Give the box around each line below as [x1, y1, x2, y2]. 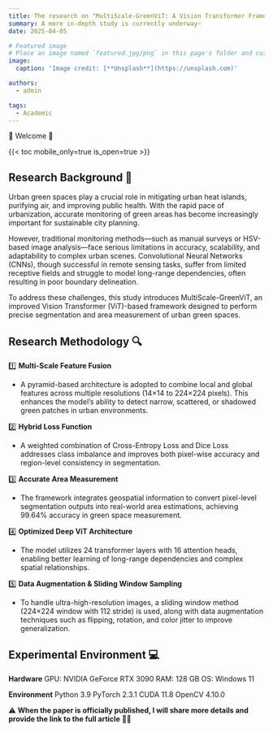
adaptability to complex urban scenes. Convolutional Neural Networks [8, 251, 243, 261]
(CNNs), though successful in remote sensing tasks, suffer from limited [8, 259, 246, 269]
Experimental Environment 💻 [8, 648, 160, 662]
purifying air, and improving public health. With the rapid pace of [8, 201, 225, 211]
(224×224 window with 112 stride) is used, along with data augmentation [19, 607, 264, 616]
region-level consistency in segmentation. [19, 458, 161, 468]
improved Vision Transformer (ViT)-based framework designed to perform [8, 302, 258, 312]
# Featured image [8, 41, 67, 50]
